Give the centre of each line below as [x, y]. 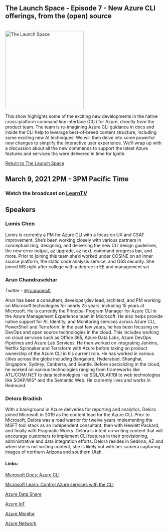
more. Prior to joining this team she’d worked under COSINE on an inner [79, 256]
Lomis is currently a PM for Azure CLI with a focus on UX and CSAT [75, 235]
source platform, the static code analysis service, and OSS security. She [80, 261]
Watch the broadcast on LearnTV [46, 194]
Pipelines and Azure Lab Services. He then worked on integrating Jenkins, [82, 343]
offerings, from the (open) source [58, 16]
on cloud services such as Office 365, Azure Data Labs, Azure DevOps [78, 337]
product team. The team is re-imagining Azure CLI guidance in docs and [80, 127]
